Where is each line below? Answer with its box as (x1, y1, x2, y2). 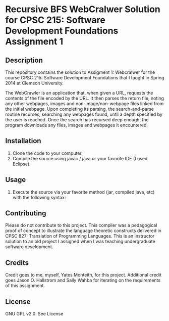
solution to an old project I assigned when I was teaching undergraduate (5, 239, 155, 245)
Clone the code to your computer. (12, 150, 83, 156)
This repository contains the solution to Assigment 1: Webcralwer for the (5, 69, 155, 75)
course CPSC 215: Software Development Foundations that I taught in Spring (5, 75, 164, 80)
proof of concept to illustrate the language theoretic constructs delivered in (5, 227, 161, 234)
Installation (5, 136, 41, 145)
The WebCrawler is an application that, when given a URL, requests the (5, 90, 153, 96)
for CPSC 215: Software (5, 14, 106, 26)
